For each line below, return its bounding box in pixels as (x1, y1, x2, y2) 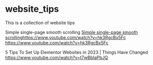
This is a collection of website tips (5, 20, 75, 26)
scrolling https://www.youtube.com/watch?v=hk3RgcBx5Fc (5, 34, 126, 40)
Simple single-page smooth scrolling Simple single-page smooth (5, 29, 138, 35)
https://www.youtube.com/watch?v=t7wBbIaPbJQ (5, 54, 108, 60)
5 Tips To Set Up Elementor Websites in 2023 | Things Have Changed (5, 49, 148, 55)
